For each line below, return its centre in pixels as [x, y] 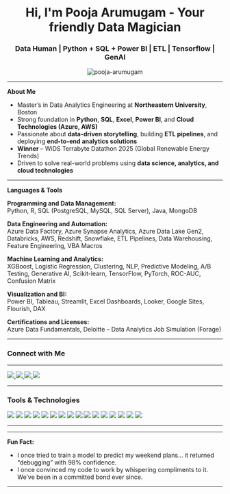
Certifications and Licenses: [48, 322]
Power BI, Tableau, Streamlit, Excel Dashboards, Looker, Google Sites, [106, 301]
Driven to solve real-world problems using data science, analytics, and [118, 163]
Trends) [28, 156]
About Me [22, 92]
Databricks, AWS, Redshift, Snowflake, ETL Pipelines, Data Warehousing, [110, 238]
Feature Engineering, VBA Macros [55, 246]
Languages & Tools [35, 190]
